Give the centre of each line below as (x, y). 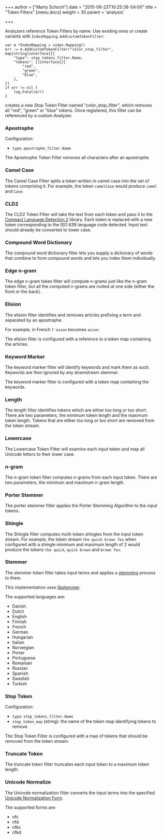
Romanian (22, 663)
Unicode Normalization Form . (34, 798)
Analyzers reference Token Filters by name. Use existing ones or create (76, 31)
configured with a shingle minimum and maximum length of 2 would (73, 544)
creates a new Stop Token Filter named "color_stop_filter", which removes (79, 105)
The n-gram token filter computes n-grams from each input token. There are (81, 477)
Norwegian (23, 647)
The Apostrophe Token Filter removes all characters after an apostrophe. (77, 158)
